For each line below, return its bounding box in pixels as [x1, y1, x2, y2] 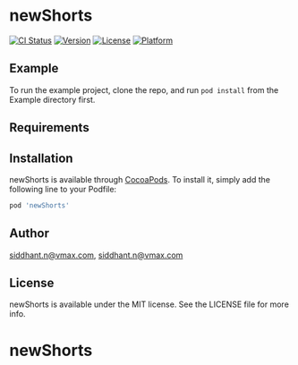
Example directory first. [9, 94, 96, 105]
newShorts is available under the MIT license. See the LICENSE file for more [9, 299, 289, 310]
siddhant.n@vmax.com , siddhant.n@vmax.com [9, 250, 183, 260]
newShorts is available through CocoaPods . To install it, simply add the [9, 174, 271, 184]
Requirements [9, 120, 89, 135]
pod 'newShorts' [9, 200, 70, 210]
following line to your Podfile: [9, 183, 117, 194]
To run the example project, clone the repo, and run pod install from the [9, 84, 279, 95]
